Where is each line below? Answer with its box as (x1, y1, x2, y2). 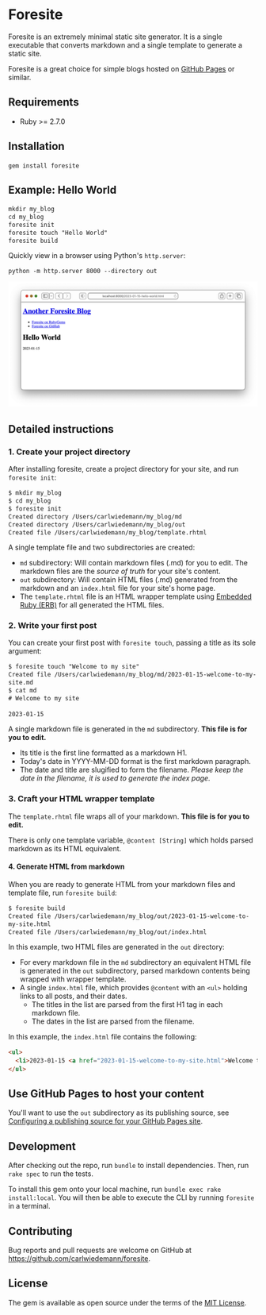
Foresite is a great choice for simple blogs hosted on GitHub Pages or (8, 64, 235, 73)
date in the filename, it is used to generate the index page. (19, 773, 211, 783)
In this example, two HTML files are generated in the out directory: (8, 942, 225, 951)
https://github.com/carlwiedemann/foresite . (8, 1253, 151, 1263)
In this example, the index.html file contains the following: (8, 1032, 197, 1041)
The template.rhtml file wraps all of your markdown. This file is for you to (8, 812, 250, 821)
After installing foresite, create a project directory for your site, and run (8, 465, 239, 474)
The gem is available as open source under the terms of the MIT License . (8, 1298, 247, 1307)
